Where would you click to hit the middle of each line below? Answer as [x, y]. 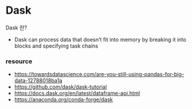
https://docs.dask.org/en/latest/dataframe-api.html [77, 94]
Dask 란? [16, 27]
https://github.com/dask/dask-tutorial [60, 87]
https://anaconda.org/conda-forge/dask [63, 99]
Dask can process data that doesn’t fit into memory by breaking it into [100, 39]
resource [19, 61]
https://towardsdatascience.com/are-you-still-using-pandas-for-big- [99, 74]
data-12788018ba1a [38, 80]
